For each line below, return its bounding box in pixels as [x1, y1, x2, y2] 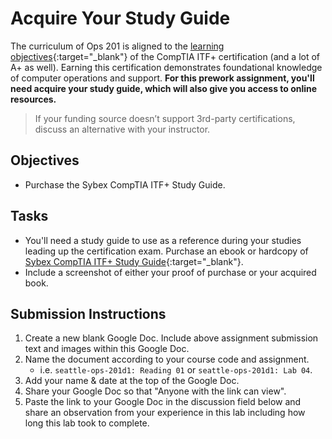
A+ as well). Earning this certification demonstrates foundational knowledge [10, 61, 323, 73]
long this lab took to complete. [24, 417, 150, 429]
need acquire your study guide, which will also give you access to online [10, 82, 318, 94]
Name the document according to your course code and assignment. [24, 353, 310, 366]
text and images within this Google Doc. [24, 343, 190, 355]
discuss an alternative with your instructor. [34, 123, 211, 135]
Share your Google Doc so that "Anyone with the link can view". [24, 385, 287, 397]
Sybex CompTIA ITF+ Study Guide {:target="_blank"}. [24, 255, 244, 267]
